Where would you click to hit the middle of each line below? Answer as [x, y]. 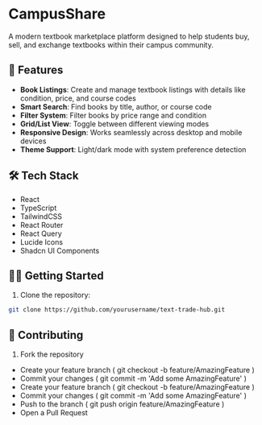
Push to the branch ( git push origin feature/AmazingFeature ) [122, 404]
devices [33, 141]
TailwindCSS [41, 216]
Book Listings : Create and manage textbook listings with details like [133, 89]
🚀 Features [36, 70]
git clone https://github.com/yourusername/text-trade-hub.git [117, 310]
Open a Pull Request [54, 413]
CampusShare [57, 14]
